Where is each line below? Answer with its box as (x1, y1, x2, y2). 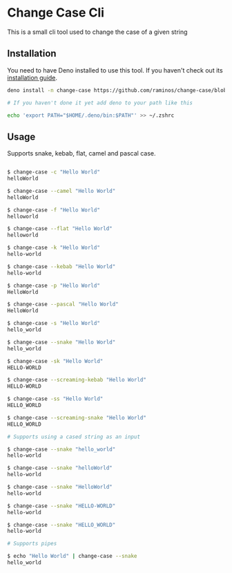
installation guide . (7, 73, 57, 82)
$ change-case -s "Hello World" (7, 320, 100, 327)
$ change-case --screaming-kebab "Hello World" (7, 377, 147, 384)
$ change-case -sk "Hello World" (7, 357, 104, 364)
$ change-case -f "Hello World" (7, 206, 100, 214)
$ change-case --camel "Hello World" (7, 187, 116, 194)
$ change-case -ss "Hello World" (7, 395, 104, 402)
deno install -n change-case (7, 86, 91, 94)
